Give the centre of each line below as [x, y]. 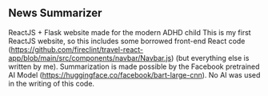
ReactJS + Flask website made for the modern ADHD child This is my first [130, 32]
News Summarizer [55, 13]
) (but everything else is [210, 58]
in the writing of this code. [51, 83]
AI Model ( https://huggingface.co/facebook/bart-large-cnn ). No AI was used [134, 74]
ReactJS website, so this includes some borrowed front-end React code [127, 41]
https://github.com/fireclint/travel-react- [77, 49]
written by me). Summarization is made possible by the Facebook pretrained [134, 66]
